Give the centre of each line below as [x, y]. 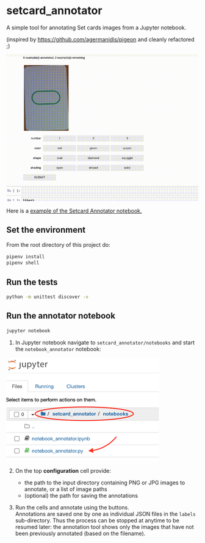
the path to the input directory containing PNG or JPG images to [105, 483]
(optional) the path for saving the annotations [81, 496]
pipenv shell [23, 263]
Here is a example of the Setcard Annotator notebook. [74, 211]
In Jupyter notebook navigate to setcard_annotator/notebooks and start [105, 342]
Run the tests [32, 282]
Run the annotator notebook [61, 316]
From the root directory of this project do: [59, 244]
